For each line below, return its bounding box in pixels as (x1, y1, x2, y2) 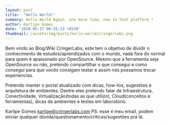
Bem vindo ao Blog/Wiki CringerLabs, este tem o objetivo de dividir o (5, 45, 150, 51)
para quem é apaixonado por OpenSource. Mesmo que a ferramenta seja (5, 56, 159, 62)
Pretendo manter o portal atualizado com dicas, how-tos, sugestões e (5, 82, 152, 88)
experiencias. (5, 72, 34, 78)
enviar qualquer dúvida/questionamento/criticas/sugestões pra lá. (5, 114, 144, 120)
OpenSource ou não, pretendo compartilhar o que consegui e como (5, 62, 148, 67)
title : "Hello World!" (5, 12, 56, 17)
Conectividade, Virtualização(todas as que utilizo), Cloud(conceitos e (5, 93, 151, 99)
